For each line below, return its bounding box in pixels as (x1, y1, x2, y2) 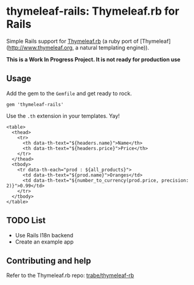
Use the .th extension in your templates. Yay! (6, 112, 120, 120)
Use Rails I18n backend (15, 231, 74, 239)
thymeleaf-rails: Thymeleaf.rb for (6, 4, 179, 18)
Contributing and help (6, 255, 91, 266)
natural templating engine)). (80, 44, 150, 51)
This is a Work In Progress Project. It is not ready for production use (6, 56, 181, 63)
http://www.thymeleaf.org (8, 44, 73, 51)
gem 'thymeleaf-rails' (6, 101, 64, 107)
